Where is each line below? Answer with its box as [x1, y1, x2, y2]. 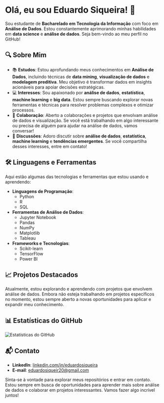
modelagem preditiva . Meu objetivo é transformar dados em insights [12, 79, 152, 85]
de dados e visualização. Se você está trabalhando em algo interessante [12, 117, 159, 123]
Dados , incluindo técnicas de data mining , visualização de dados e [12, 73, 150, 80]
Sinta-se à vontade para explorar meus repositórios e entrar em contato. [5, 377, 151, 382]
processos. [12, 107, 35, 113]
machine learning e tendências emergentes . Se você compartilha [12, 138, 147, 144]
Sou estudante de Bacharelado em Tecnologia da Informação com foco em [5, 21, 159, 26]
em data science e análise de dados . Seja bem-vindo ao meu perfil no [5, 31, 148, 37]
